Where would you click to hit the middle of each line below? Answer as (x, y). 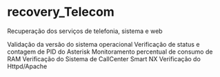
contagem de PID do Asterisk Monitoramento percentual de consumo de (110, 52)
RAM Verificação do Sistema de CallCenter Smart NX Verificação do (104, 58)
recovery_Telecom (61, 12)
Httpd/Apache (27, 66)
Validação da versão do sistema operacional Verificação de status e (103, 44)
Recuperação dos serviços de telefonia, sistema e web (85, 31)
